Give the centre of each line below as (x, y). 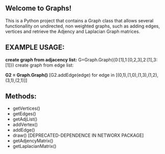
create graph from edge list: (44, 65)
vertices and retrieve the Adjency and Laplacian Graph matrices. (73, 31)
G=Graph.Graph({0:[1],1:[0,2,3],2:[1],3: (118, 59)
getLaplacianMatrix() (34, 146)
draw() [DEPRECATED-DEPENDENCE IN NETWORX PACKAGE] (78, 135)
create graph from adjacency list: (41, 59)
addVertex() (25, 125)
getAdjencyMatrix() (33, 141)
